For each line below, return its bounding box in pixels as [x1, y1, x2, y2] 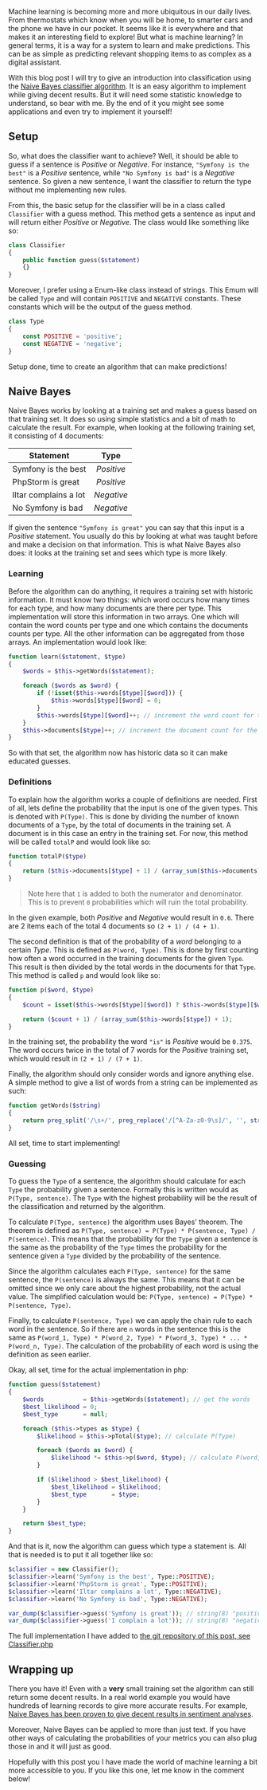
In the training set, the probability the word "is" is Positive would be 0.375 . [8, 1037, 253, 1046]
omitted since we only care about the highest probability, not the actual [8, 1283, 241, 1293]
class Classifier [8, 241, 66, 249]
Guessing [8, 1158, 46, 1169]
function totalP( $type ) [8, 852, 87, 860]
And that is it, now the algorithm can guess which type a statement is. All [8, 1541, 246, 1551]
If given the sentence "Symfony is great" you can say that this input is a [8, 523, 245, 532]
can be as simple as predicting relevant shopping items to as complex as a [8, 49, 252, 58]
